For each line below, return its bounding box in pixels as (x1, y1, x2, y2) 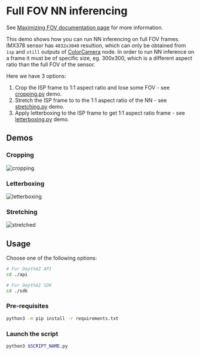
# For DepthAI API (6, 266, 52, 272)
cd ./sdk (6, 288, 28, 294)
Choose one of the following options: (6, 255, 97, 262)
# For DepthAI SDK (6, 282, 52, 288)
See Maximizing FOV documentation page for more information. (6, 24, 164, 31)
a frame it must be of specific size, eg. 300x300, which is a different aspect (6, 54, 193, 61)
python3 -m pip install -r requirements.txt (6, 315, 119, 322)
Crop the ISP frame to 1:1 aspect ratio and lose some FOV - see (14, 84, 170, 91)
